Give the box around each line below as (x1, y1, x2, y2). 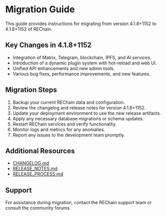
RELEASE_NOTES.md (12, 165, 58, 172)
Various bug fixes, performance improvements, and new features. (12, 71, 151, 77)
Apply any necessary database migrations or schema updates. (12, 115, 144, 121)
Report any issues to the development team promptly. (12, 132, 125, 138)
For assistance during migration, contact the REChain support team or (5, 200, 152, 206)
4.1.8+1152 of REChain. (5, 26, 52, 32)
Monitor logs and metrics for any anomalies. (12, 126, 105, 133)
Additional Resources (5, 146, 75, 155)
